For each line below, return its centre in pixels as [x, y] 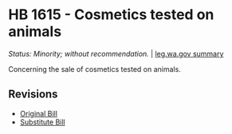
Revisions [33, 95]
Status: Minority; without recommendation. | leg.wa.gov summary [116, 53]
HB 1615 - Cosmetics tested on [111, 15]
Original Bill [39, 113]
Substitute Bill [42, 122]
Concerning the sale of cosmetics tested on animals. [94, 69]
